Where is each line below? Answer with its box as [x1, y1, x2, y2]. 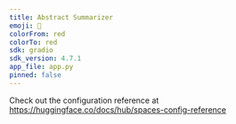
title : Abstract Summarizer [9, 12, 114, 22]
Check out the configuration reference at [9, 95, 159, 105]
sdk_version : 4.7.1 [9, 54, 82, 63]
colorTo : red [9, 37, 58, 47]
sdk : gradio [9, 46, 53, 55]
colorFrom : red [9, 29, 66, 38]
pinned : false [9, 71, 62, 80]
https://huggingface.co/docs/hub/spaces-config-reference [9, 104, 227, 115]
